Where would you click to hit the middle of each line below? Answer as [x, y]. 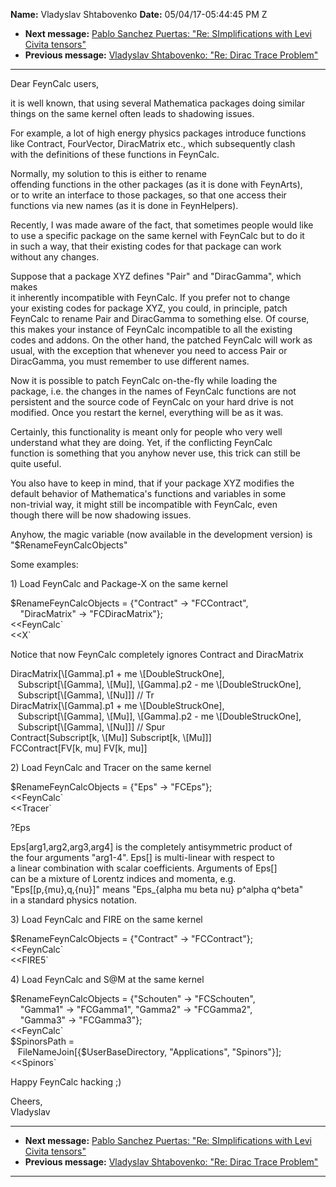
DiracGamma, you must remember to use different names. [130, 361]
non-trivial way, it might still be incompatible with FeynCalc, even [144, 504]
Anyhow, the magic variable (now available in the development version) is [161, 534]
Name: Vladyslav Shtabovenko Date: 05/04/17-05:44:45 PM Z [139, 14]
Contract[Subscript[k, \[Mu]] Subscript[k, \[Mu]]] [111, 737]
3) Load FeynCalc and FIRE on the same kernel [106, 919]
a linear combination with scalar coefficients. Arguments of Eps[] [144, 868]
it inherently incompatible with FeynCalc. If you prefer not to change [150, 297]
